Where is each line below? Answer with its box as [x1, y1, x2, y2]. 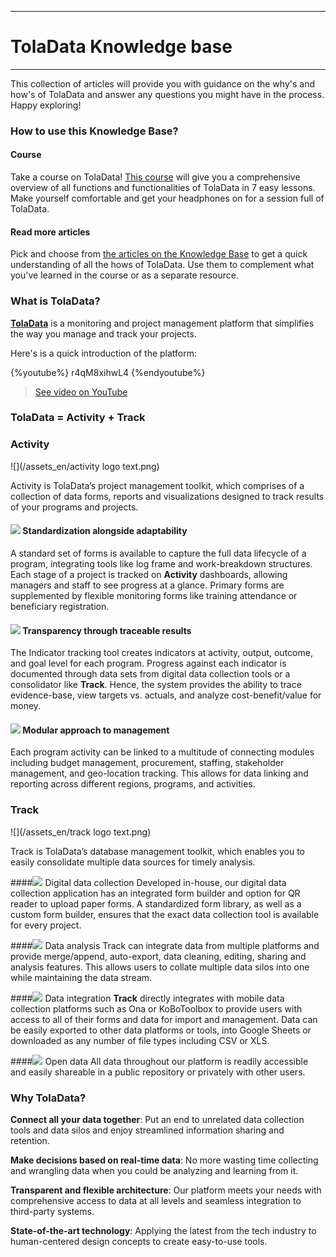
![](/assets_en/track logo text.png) [10, 826, 152, 838]
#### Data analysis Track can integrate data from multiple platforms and [10, 939, 320, 951]
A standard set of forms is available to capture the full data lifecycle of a [10, 547, 307, 559]
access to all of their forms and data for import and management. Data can [10, 1013, 318, 1025]
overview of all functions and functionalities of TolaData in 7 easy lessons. [10, 182, 316, 194]
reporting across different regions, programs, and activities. [10, 778, 256, 790]
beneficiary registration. [10, 600, 110, 612]
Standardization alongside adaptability [22, 525, 188, 537]
